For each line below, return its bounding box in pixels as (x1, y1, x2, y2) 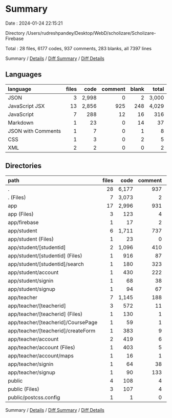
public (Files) (8, 385, 39, 392)
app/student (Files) (8, 235, 54, 243)
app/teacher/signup (8, 369, 55, 376)
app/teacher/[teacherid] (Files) (8, 310, 83, 317)
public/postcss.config (8, 393, 60, 401)
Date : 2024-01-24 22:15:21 (5, 20, 63, 26)
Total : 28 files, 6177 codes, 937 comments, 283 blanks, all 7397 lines (5, 45, 152, 51)
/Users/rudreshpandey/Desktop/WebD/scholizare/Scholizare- (26, 30, 156, 36)
